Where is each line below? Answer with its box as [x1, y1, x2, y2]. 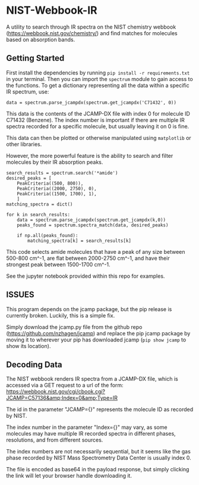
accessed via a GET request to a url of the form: [6, 382, 124, 389]
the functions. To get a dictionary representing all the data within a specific [6, 82, 189, 89]
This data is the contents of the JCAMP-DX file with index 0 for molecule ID [6, 110, 190, 117]
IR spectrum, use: [6, 88, 49, 95]
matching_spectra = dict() [6, 201, 73, 207]
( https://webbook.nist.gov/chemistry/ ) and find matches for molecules [6, 29, 178, 36]
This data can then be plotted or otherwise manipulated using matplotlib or [6, 134, 191, 141]
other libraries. [6, 141, 42, 148]
